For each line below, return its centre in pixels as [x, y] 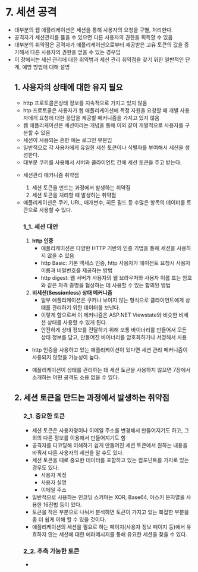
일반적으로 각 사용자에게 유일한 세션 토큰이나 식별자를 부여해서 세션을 [103, 147]
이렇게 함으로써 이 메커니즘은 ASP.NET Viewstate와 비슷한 [109, 315]
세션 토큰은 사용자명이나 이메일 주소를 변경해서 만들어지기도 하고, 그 [111, 430]
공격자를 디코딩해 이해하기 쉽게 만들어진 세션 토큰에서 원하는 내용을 [110, 445]
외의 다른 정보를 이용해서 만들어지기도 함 [79, 438]
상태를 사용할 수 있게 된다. [77, 323]
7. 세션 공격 [31, 12]
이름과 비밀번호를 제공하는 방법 [77, 270]
